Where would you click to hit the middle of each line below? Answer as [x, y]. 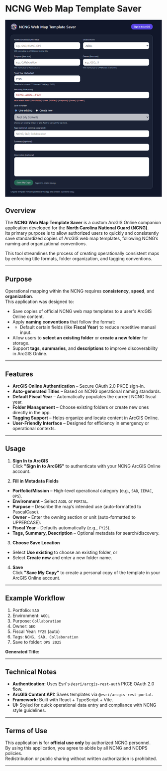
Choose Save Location [36, 542]
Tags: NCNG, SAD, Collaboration [45, 636]
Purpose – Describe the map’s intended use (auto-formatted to [77, 506]
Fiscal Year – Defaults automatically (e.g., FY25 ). [61, 528]
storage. [21, 343]
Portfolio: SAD [26, 610]
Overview [21, 211]
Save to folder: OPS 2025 [37, 642]
